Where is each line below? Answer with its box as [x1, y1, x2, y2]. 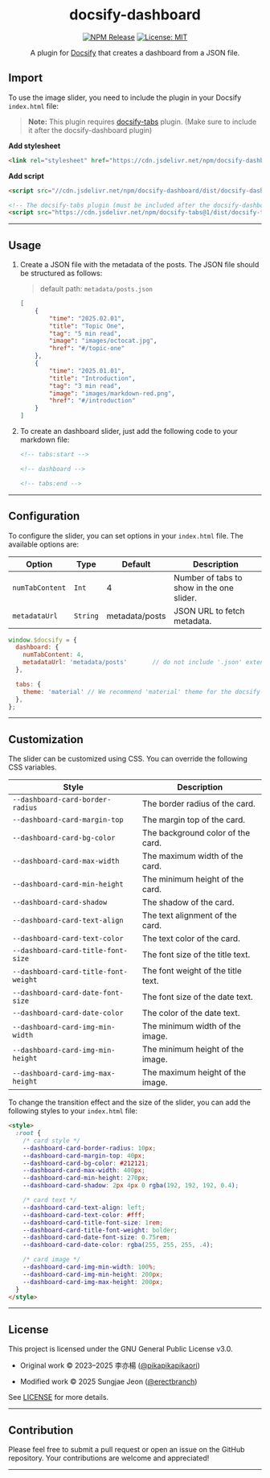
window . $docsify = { [8, 636, 78, 644]
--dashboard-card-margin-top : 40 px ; [22, 1151, 146, 1160]
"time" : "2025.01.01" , [49, 366, 125, 375]
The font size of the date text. [141, 992, 253, 1003]
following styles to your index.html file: [8, 1106, 138, 1116]
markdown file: [19, 435, 70, 444]
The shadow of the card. [141, 897, 235, 908]
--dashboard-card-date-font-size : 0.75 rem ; [22, 1233, 171, 1241]
